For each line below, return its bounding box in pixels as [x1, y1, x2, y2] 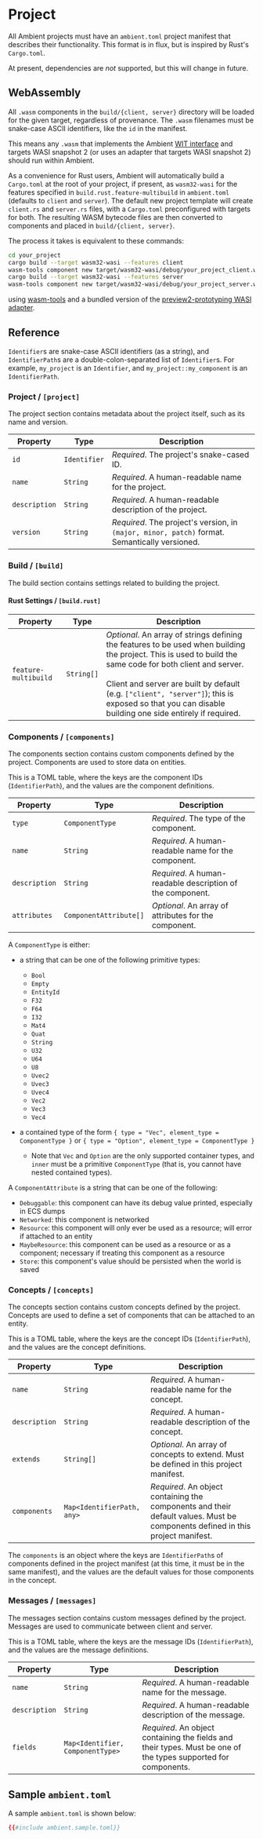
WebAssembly [8, 86, 81, 100]
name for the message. [142, 1687, 227, 1698]
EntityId [31, 989, 60, 996]
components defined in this [150, 1521, 251, 1532]
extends [12, 1455, 41, 1464]
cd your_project [8, 251, 61, 259]
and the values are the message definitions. [8, 1645, 150, 1654]
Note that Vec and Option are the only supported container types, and [31, 1151, 254, 1161]
